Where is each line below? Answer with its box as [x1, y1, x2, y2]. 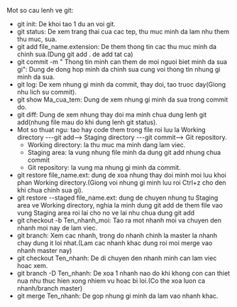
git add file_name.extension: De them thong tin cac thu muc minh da [16, 43, 217, 50]
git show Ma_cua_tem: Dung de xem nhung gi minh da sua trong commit [16, 95, 228, 104]
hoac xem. [16, 262, 48, 269]
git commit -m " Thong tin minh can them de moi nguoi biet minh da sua [16, 58, 228, 66]
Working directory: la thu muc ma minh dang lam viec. [27, 141, 186, 149]
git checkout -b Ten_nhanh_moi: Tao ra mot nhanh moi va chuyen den [16, 216, 221, 225]
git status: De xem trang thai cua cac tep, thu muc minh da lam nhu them [16, 28, 230, 36]
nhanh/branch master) [16, 284, 83, 292]
